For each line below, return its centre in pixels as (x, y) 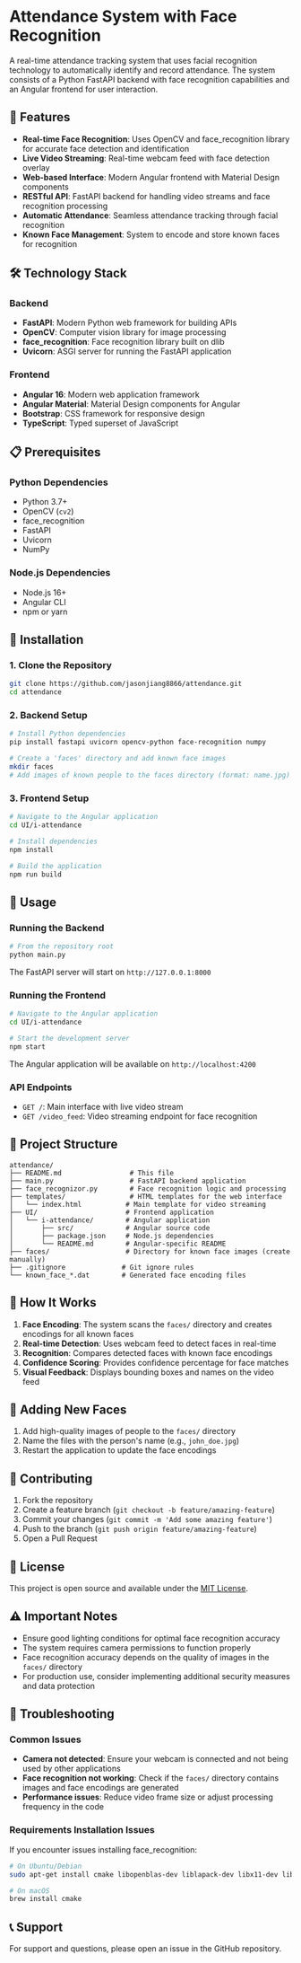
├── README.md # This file (92, 1173)
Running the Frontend (57, 995)
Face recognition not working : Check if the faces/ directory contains (150, 1778)
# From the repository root (62, 946)
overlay (36, 167)
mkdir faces (31, 767)
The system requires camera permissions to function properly (136, 1647)
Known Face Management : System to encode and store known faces (151, 234)
